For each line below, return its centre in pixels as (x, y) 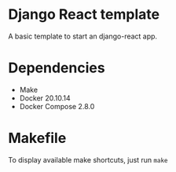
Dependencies (57, 68)
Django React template (84, 15)
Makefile (37, 138)
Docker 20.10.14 (45, 98)
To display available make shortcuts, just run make (88, 159)
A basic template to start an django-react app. (83, 36)
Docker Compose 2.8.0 (57, 106)
